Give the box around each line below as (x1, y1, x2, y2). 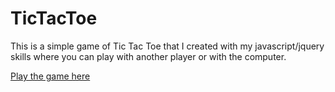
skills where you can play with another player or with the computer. (10, 50, 287, 62)
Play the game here (10, 70, 91, 82)
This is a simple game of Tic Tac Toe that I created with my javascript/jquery (10, 40, 325, 52)
